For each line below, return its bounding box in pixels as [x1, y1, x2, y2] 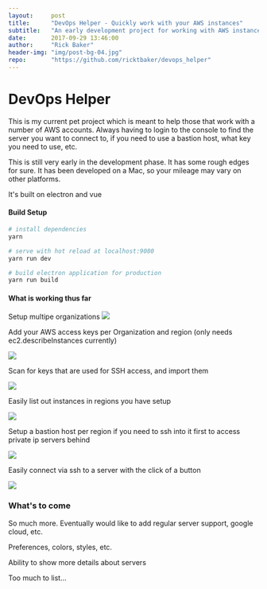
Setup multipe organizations [8, 312, 101, 322]
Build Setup [8, 207, 48, 217]
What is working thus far [8, 293, 91, 303]
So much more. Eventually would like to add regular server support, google [8, 518, 253, 528]
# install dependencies [8, 226, 87, 234]
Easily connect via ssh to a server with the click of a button [8, 466, 201, 475]
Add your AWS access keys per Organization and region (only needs [8, 327, 233, 337]
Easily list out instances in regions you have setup [8, 397, 172, 406]
